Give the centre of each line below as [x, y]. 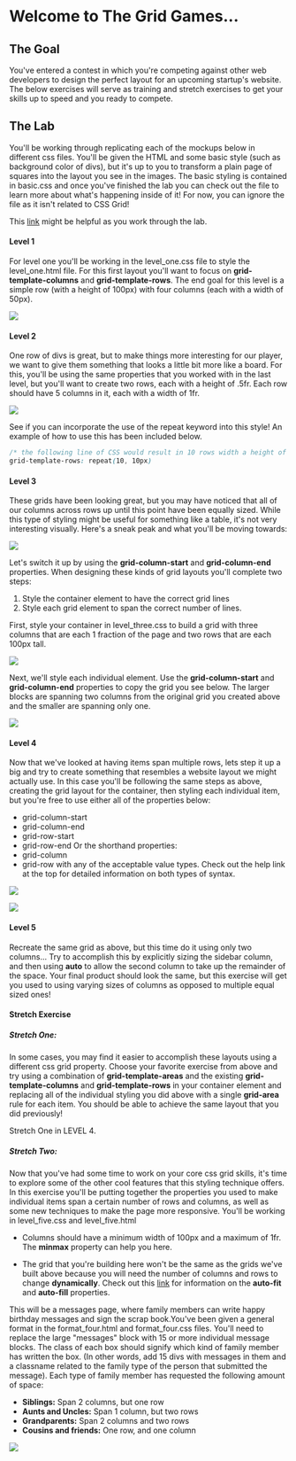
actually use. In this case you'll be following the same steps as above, [136, 781]
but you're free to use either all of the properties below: [110, 800]
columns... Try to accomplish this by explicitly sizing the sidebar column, [141, 956]
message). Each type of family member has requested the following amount [147, 1376]
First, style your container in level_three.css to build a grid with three [134, 626]
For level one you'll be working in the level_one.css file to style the [129, 261]
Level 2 [23, 336]
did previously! [36, 1114]
